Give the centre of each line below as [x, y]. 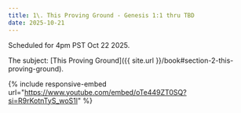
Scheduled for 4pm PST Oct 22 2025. [69, 45]
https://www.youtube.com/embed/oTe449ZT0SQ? [105, 92]
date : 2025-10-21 [37, 23]
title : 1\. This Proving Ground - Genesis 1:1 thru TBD [101, 15]
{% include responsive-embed [58, 84]
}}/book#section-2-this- [195, 60]
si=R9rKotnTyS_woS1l [43, 100]
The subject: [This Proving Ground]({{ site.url [81, 60]
